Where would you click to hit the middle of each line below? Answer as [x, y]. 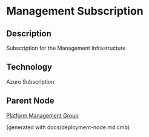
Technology [29, 67]
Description [29, 34]
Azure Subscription [30, 82]
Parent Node [30, 101]
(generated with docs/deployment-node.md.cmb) [68, 127]
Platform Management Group [42, 115]
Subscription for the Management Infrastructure [66, 48]
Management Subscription [75, 11]
